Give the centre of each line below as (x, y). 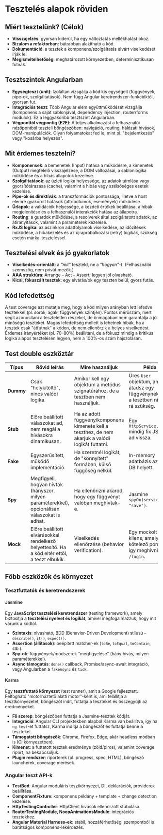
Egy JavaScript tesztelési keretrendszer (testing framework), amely (74, 613)
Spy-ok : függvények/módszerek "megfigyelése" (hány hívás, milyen (80, 653)
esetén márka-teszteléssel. (39, 238)
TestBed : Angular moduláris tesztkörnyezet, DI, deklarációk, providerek (83, 786)
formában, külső (93, 465)
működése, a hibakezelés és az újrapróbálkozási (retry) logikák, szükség (85, 232)
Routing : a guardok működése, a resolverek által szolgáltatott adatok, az (84, 217)
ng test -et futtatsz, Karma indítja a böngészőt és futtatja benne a (77, 726)
